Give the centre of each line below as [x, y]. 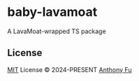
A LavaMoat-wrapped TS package [57, 31]
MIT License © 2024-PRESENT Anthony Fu [69, 69]
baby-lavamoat [52, 12]
